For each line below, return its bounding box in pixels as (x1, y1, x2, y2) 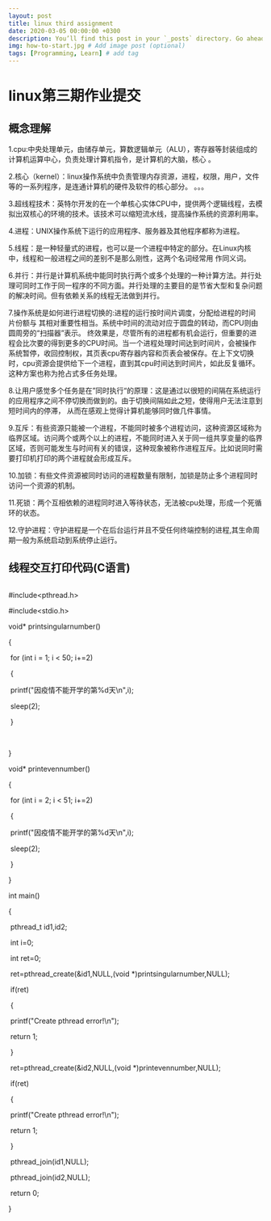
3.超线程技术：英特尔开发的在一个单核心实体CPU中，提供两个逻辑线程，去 (8, 199, 256, 208)
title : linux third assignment (8, 19, 114, 27)
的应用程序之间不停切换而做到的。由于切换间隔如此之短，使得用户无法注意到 (8, 396, 263, 405)
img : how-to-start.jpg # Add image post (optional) (8, 42, 186, 50)
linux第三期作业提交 (8, 86, 141, 105)
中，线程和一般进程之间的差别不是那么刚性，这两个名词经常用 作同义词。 (8, 254, 251, 263)
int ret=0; (10, 953, 42, 962)
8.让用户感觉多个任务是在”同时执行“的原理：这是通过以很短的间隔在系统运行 (8, 385, 261, 395)
